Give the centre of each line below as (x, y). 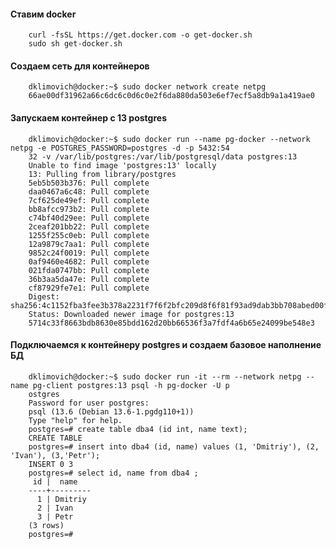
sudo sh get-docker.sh (75, 44)
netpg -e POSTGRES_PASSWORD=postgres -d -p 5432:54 (120, 148)
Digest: (44, 296)
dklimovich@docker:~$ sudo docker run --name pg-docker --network (169, 139)
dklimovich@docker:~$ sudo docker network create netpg (147, 87)
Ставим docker (43, 14)
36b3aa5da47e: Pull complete (89, 279)
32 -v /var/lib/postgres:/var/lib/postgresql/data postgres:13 (163, 156)
